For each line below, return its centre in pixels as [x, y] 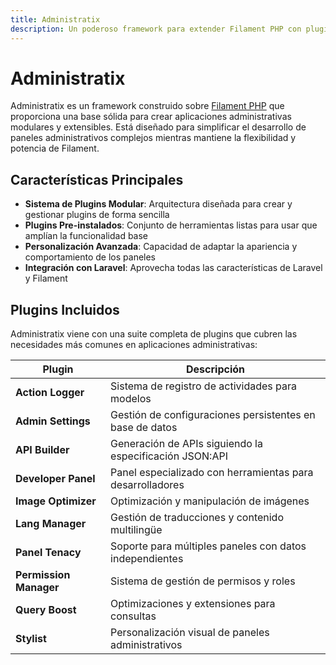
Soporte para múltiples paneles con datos [208, 546]
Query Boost [46, 610]
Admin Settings [53, 421]
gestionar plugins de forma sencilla [97, 215]
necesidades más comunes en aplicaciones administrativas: [134, 345]
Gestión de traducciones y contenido [197, 518]
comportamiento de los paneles [90, 257]
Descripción [216, 369]
